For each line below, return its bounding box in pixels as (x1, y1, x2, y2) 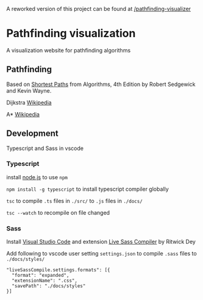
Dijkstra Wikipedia (6, 99, 52, 106)
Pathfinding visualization (6, 27, 136, 40)
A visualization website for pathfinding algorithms (6, 46, 131, 54)
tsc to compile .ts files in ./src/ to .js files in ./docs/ (6, 197, 143, 204)
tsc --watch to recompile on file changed (6, 209, 110, 216)
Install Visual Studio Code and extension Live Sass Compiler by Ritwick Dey (6, 238, 196, 246)
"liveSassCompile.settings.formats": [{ (6, 267, 111, 273)
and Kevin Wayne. (6, 87, 52, 94)
